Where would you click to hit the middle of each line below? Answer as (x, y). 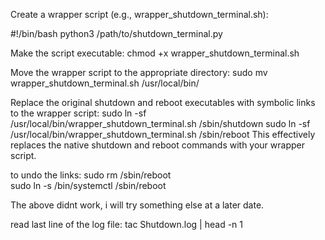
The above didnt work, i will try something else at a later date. (137, 205)
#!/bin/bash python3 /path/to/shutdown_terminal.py (116, 33)
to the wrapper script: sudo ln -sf (78, 113)
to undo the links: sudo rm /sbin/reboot (91, 175)
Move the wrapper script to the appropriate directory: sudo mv (139, 72)
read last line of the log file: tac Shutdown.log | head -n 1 (126, 224)
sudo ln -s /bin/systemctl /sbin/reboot (88, 185)
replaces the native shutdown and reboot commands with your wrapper (157, 145)
